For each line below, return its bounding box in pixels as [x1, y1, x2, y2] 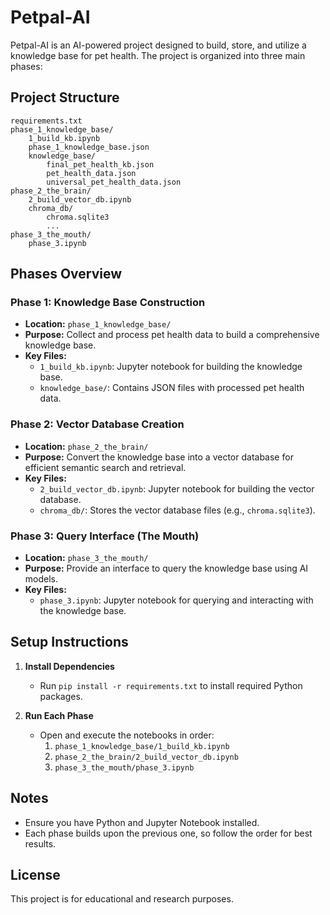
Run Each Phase [24, 709, 94, 721]
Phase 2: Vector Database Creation [10, 417, 185, 431]
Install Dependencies [24, 660, 115, 672]
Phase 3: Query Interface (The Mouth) [10, 529, 200, 543]
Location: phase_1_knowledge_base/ [24, 318, 172, 330]
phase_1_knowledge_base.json [28, 142, 150, 152]
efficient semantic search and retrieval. [24, 461, 187, 473]
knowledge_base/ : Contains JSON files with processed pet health [39, 382, 305, 394]
